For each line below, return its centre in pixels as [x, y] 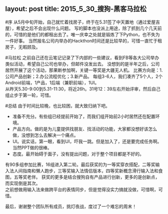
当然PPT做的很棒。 [32, 147]
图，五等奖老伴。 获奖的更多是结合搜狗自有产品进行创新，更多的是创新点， [82, 177]
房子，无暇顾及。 [23, 47]
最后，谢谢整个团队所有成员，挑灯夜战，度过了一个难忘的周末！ [71, 206]
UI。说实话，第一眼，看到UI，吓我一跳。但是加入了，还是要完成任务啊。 [87, 141]
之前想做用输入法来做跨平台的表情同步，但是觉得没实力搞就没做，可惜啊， [82, 189]
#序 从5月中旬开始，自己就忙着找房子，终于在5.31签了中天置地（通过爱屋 [80, 22]
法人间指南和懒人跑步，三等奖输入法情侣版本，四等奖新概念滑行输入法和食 [86, 170]
